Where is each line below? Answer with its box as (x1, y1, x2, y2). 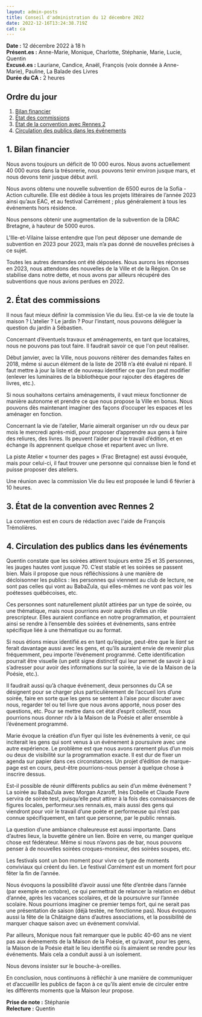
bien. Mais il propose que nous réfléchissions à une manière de (6, 570, 164, 577)
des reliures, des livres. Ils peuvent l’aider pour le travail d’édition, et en (6, 435, 183, 442)
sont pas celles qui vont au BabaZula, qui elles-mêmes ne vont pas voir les (6, 583, 192, 590)
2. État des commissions (6, 295, 101, 305)
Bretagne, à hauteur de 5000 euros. (6, 222, 95, 229)
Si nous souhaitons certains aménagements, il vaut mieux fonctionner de (6, 391, 187, 398)
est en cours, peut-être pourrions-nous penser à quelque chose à (20, 764, 184, 771)
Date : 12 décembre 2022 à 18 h (6, 42, 86, 49)
